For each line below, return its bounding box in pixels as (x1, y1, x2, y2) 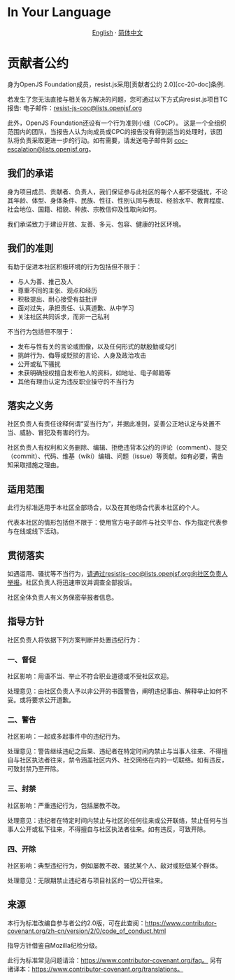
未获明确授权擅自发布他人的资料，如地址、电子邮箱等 (17, 368, 171, 377)
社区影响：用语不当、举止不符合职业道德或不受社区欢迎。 (7, 672, 173, 680)
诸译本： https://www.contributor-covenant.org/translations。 (7, 965, 184, 973)
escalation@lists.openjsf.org (7, 145, 89, 153)
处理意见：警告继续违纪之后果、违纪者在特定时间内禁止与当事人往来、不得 (7, 747, 222, 756)
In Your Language (7, 4, 112, 20)
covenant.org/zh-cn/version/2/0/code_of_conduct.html (7, 927, 166, 935)
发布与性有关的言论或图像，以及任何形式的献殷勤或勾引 (17, 342, 177, 351)
